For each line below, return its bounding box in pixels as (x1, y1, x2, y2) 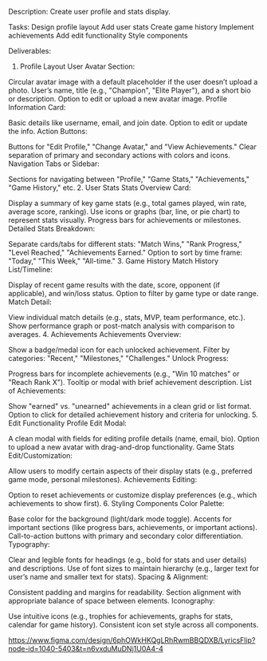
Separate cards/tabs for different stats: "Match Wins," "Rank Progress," (8, 239, 242, 248)
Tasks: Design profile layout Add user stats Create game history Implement (8, 22, 254, 31)
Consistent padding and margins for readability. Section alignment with (8, 588, 241, 597)
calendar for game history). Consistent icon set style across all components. (8, 620, 259, 629)
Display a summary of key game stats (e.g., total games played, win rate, (8, 199, 247, 208)
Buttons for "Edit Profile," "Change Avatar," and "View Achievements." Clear (8, 142, 257, 151)
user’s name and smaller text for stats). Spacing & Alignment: (8, 572, 209, 581)
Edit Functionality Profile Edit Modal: (8, 418, 128, 428)
